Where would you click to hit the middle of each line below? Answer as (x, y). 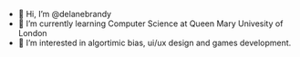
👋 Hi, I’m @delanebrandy (65, 14)
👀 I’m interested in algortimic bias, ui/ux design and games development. (155, 43)
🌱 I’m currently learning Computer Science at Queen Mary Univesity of (150, 24)
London (32, 33)
